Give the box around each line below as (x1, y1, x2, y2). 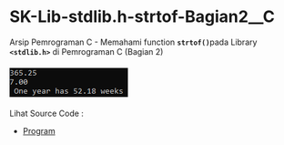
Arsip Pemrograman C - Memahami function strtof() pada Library (9, 36, 258, 47)
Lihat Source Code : (9, 108, 85, 119)
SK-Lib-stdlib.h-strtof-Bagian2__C (9, 6, 275, 27)
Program (22, 125, 56, 136)
